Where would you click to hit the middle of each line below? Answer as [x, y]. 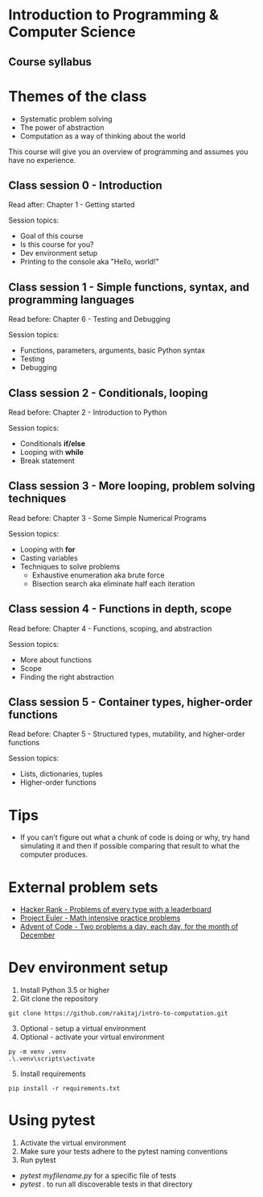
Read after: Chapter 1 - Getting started [72, 205]
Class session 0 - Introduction [85, 185]
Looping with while [52, 452]
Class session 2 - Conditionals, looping [108, 393]
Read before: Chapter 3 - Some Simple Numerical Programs [107, 518]
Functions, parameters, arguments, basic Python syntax [113, 350]
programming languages [72, 300]
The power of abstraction [62, 127]
